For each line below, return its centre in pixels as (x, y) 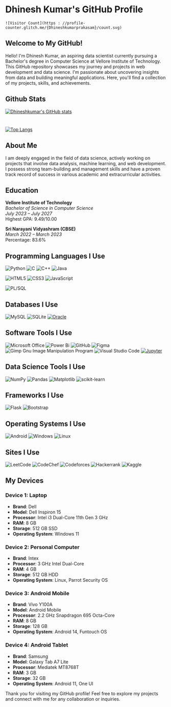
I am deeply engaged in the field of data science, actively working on (78, 158)
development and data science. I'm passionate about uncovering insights (82, 72)
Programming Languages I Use (55, 256)
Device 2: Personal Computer (43, 547)
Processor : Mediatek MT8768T (46, 667)
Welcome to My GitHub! (44, 43)
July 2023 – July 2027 (29, 213)
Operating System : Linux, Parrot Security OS (60, 580)
